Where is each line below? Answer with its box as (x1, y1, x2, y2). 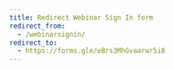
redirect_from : (9, 22, 66, 30)
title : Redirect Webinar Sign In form (9, 13, 153, 22)
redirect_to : (9, 38, 58, 47)
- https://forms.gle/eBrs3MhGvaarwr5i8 (17, 47, 166, 56)
